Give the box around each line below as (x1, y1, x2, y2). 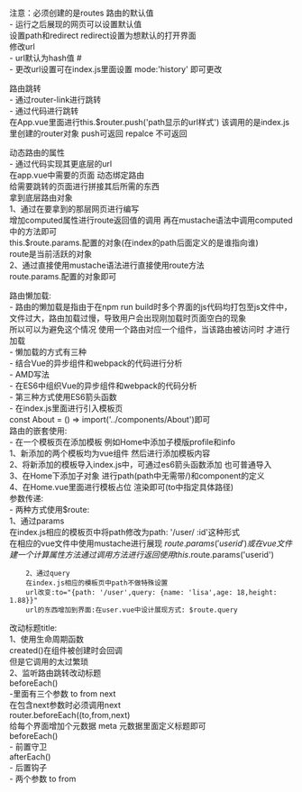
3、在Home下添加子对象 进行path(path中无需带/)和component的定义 (9, 470, 265, 481)
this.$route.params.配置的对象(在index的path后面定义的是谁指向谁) (9, 237, 259, 249)
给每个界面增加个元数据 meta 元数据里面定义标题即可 (9, 721, 206, 732)
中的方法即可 (9, 226, 57, 237)
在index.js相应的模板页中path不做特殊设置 (25, 578, 169, 587)
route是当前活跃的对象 (9, 249, 93, 259)
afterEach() (9, 751, 51, 762)
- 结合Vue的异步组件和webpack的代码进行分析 (9, 358, 183, 369)
